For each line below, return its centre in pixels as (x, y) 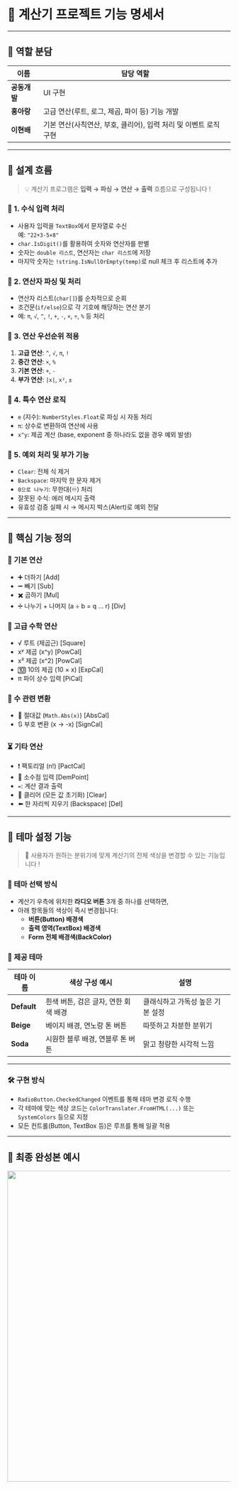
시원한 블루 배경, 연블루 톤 (86, 1039)
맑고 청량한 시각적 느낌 (178, 1044)
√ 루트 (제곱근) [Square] (52, 643)
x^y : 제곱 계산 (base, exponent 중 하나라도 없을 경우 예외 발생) (104, 434)
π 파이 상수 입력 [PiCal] (50, 679)
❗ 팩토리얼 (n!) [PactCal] (51, 765)
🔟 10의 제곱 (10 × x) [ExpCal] (61, 670)
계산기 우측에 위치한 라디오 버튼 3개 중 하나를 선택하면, (93, 901)
